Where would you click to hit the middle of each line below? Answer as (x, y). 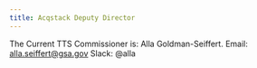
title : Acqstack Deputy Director (72, 18)
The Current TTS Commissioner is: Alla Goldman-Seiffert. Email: (129, 44)
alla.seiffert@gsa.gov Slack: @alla (72, 53)
